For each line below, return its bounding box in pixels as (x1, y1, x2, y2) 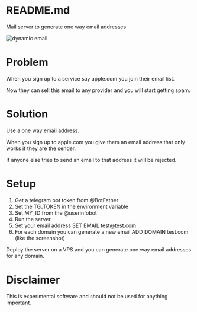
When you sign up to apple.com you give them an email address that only (6, 138, 185, 145)
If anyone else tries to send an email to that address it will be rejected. (6, 156, 177, 163)
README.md (6, 4, 70, 17)
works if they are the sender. (6, 145, 76, 152)
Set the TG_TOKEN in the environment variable (14, 203, 129, 210)
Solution (6, 107, 49, 121)
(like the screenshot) (14, 234, 65, 241)
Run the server (14, 215, 51, 222)
